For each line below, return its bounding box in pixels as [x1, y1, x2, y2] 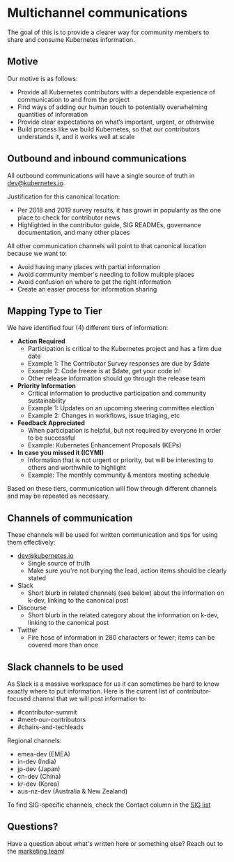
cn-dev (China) [17, 773, 61, 780]
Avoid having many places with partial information [17, 262, 161, 271]
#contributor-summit [17, 708, 77, 716]
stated [27, 574, 47, 582]
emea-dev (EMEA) [17, 750, 71, 758]
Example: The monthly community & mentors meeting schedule [27, 470, 210, 480]
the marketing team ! [7, 847, 65, 855]
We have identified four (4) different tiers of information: [7, 324, 169, 332]
